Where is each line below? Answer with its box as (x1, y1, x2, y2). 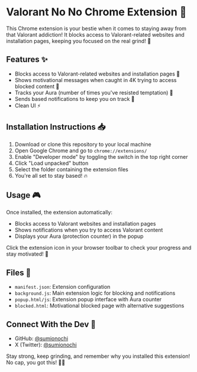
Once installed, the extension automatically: (6, 209, 112, 216)
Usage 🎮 (6, 190, 41, 200)
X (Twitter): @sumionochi (14, 341, 77, 348)
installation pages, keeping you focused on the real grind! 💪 (6, 37, 151, 44)
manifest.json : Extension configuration (14, 283, 111, 291)
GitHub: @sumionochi (14, 335, 69, 342)
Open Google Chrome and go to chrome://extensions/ (14, 147, 147, 154)
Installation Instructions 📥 (6, 122, 106, 132)
